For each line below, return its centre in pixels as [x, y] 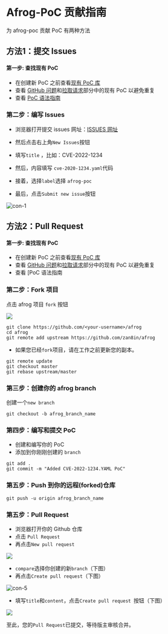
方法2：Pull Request [45, 226]
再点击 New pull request [45, 544]
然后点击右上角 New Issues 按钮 [53, 142]
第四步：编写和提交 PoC [41, 430]
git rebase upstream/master [42, 372]
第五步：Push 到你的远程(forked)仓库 [61, 486]
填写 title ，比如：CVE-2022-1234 [59, 155]
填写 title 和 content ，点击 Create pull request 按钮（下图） [90, 600]
